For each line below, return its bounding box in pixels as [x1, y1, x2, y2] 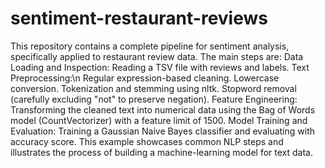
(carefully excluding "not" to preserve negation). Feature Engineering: [10, 93, 298, 105]
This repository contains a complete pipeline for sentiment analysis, [10, 40, 290, 52]
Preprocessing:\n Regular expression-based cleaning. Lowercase [10, 72, 280, 84]
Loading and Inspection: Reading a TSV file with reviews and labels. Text [10, 61, 310, 73]
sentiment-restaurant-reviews [10, 7, 268, 30]
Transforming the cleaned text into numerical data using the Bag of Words [10, 103, 316, 116]
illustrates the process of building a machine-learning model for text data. [10, 146, 313, 158]
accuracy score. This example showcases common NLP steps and [10, 135, 284, 147]
